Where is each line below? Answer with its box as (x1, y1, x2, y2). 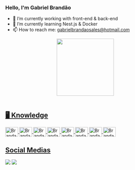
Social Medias (5, 146, 51, 154)
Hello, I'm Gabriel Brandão (5, 4, 71, 11)
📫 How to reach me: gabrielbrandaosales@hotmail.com (12, 27, 130, 33)
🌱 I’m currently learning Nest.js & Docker (12, 21, 98, 27)
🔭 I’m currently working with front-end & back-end (12, 16, 118, 22)
